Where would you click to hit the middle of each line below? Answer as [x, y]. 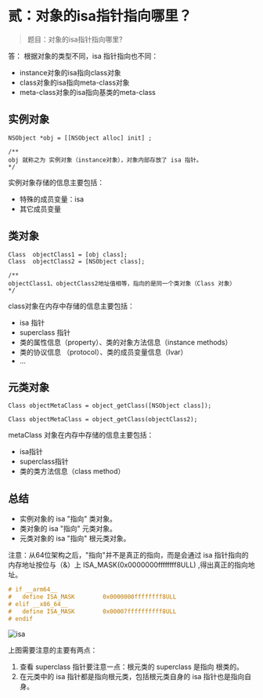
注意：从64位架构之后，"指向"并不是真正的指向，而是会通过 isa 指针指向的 [128, 555]
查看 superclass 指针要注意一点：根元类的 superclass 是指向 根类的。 [131, 667]
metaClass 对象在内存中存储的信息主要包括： [81, 435]
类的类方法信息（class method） [72, 471]
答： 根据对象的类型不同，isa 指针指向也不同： [83, 56]
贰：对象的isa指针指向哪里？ [100, 16]
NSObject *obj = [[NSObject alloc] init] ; [80, 138]
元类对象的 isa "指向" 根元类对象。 [75, 539]
